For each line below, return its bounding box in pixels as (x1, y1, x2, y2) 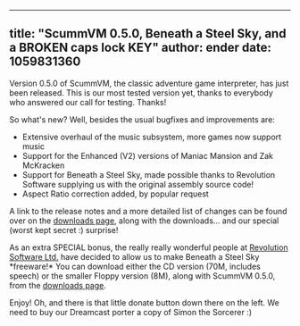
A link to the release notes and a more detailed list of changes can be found (9, 205, 287, 216)
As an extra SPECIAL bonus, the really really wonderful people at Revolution (9, 242, 288, 253)
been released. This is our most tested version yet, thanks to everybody (9, 87, 274, 98)
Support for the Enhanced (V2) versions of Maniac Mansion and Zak (21, 150, 274, 161)
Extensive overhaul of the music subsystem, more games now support (21, 131, 282, 142)
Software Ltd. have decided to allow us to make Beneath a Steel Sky (9, 251, 260, 262)
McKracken (21, 160, 65, 171)
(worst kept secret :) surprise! (9, 224, 119, 235)
